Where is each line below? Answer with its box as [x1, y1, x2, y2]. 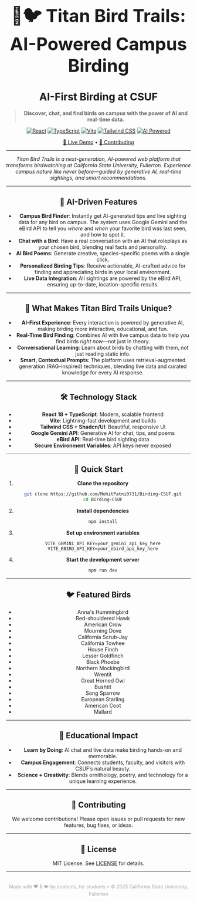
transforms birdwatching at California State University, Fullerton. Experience [6, 162, 191, 169]
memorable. [88, 752, 118, 759]
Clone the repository [77, 480, 129, 487]
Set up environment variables [66, 529, 140, 536]
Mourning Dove [84, 627, 122, 634]
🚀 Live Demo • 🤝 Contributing [63, 138, 134, 146]
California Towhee [81, 640, 125, 647]
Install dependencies [76, 508, 129, 515]
